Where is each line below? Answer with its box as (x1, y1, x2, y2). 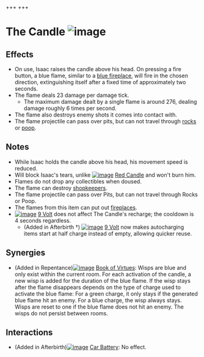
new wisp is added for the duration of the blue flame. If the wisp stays (14, 277, 191, 284)
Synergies (5, 248, 46, 258)
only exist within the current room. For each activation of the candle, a (14, 271, 192, 278)
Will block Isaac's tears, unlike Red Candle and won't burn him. (14, 171, 196, 178)
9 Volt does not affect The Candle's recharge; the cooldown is (38, 210, 194, 218)
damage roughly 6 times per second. (23, 105, 117, 112)
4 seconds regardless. (14, 217, 71, 224)
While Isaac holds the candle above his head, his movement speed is (14, 158, 188, 166)
